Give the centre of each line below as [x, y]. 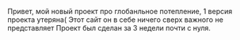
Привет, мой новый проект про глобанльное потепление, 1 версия [120, 11]
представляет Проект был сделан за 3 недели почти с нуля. [109, 28]
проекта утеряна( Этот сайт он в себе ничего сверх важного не [115, 20]
